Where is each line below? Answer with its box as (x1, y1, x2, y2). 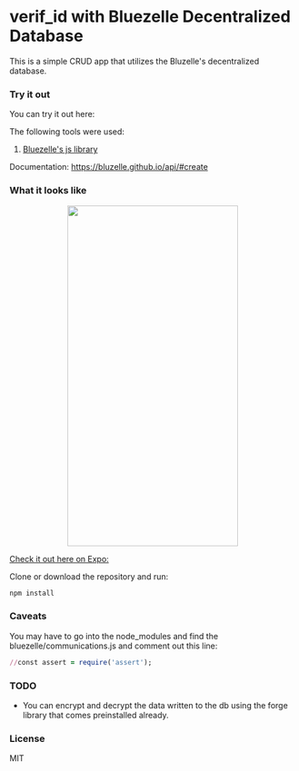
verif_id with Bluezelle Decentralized (9, 6, 291, 27)
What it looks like (9, 184, 87, 197)
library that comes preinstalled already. (22, 709, 170, 720)
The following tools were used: (9, 126, 125, 137)
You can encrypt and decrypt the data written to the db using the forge (22, 699, 288, 710)
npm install (9, 588, 55, 598)
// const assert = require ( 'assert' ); (9, 657, 153, 667)
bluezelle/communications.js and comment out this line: (9, 640, 218, 651)
